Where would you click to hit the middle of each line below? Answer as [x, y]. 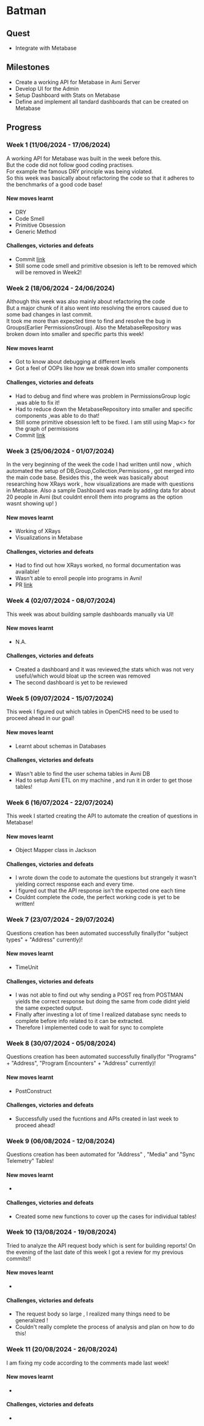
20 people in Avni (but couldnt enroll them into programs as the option [95, 497]
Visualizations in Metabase [49, 538]
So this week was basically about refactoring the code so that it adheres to [100, 178]
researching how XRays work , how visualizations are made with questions [100, 484]
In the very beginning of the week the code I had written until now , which [99, 464]
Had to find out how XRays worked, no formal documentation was [98, 565]
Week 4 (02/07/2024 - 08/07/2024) [61, 600]
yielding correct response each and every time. [75, 884]
